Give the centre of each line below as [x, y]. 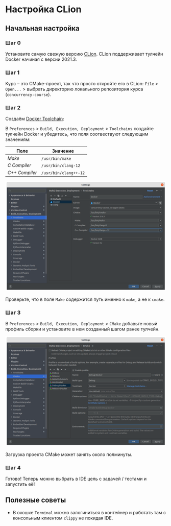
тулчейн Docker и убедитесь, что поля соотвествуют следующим [77, 134]
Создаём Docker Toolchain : [35, 119]
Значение [63, 151]
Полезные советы [36, 500]
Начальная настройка [43, 28]
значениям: [18, 139]
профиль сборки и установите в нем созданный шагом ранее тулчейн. [82, 329]
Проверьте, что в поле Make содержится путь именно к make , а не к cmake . [85, 299]
